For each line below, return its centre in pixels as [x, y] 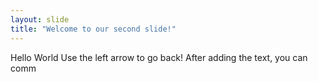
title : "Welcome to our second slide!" [93, 29]
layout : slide [40, 19]
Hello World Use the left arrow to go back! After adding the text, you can [159, 57]
